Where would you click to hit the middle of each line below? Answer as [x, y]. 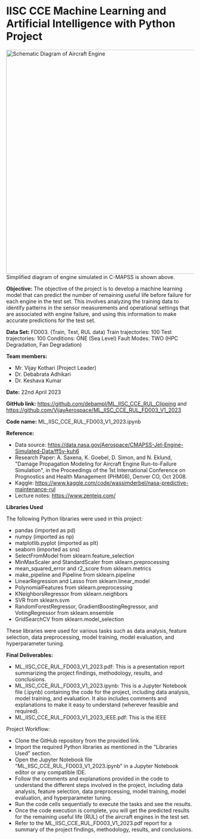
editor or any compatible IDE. [50, 772]
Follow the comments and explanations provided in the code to [92, 779]
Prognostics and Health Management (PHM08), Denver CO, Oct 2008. [101, 476]
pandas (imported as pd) [45, 530]
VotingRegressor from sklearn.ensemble [64, 613]
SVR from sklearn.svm [42, 600]
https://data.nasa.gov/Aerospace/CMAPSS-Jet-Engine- [115, 445]
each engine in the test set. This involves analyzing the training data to [93, 301]
